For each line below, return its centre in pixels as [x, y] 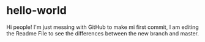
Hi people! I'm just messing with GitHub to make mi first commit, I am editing [102, 27]
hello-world [37, 10]
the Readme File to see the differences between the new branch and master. [103, 33]
